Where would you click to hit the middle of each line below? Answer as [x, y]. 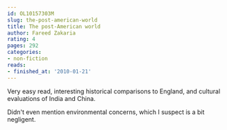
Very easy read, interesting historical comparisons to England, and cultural [114, 91]
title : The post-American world [54, 26]
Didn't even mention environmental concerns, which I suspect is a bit [106, 112]
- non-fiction [28, 59]
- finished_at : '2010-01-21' [49, 71]
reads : [17, 65]
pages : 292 [23, 46]
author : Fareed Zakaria [42, 33]
